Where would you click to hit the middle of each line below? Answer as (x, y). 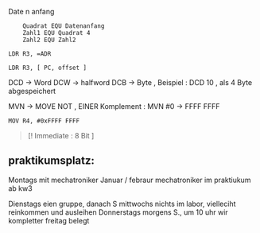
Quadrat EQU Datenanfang (64, 26)
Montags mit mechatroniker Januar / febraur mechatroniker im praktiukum (130, 180)
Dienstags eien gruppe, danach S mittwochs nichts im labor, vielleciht (122, 204)
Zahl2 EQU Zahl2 (50, 40)
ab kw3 (21, 188)
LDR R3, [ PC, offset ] (48, 68)
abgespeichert (32, 91)
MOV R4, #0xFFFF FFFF (44, 121)
